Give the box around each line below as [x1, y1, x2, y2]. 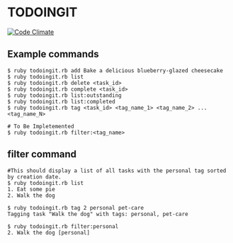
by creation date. [7, 173, 62, 181]
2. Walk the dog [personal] [7, 229, 91, 236]
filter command [7, 148, 76, 160]
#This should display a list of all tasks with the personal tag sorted [7, 167, 227, 174]
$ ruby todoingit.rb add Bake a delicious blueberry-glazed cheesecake [7, 67, 223, 74]
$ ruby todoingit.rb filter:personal [7, 222, 119, 230]
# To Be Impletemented [7, 123, 74, 130]
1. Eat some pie [7, 186, 55, 193]
